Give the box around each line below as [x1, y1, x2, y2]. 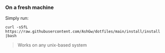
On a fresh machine [5, 4, 54, 11]
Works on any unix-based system [17, 42, 87, 48]
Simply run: [5, 15, 29, 21]
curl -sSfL [5, 25, 28, 30]
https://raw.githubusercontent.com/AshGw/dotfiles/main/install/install [5, 29, 160, 34]
